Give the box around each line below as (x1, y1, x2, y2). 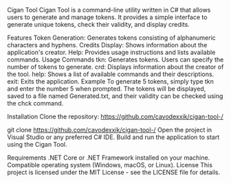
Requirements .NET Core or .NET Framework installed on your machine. (7, 154, 210, 162)
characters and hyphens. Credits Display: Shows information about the (7, 41, 208, 49)
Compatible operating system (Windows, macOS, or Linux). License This (7, 161, 213, 169)
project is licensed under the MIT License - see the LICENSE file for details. (7, 168, 221, 176)
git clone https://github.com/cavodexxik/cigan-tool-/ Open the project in (7, 126, 212, 134)
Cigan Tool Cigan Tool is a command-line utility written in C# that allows (7, 6, 211, 14)
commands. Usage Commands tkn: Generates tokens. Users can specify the (7, 56, 224, 64)
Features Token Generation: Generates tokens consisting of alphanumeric (7, 34, 217, 42)
